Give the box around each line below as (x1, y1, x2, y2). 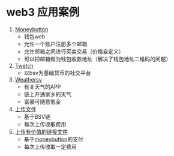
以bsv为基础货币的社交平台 (23, 69, 91, 76)
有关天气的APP (23, 83, 61, 90)
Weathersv (14, 76, 42, 83)
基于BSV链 (23, 113, 51, 120)
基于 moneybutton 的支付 (23, 136, 83, 143)
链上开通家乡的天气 (23, 91, 72, 98)
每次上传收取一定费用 (23, 143, 77, 150)
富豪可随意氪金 (23, 98, 61, 105)
